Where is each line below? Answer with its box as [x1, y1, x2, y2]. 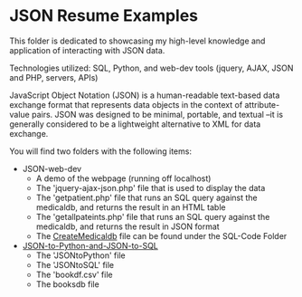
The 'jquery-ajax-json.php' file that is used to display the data [35, 182, 266, 193]
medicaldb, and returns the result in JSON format [35, 221, 220, 232]
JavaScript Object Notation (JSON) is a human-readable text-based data [9, 90, 280, 101]
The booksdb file [35, 278, 99, 290]
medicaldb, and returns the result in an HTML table [35, 201, 226, 213]
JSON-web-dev [22, 163, 82, 174]
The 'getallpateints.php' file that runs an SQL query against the [35, 211, 270, 222]
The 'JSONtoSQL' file [35, 259, 115, 270]
